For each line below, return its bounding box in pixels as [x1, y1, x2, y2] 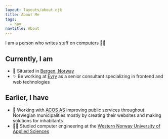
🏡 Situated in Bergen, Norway [12, 67, 74, 74]
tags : [5, 17, 17, 22]
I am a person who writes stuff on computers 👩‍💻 [5, 40, 106, 46]
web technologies [12, 79, 50, 85]
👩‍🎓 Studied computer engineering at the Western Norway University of [12, 123, 161, 129]
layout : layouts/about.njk [5, 7, 62, 13]
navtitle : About [5, 26, 39, 31]
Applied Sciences [12, 128, 50, 134]
